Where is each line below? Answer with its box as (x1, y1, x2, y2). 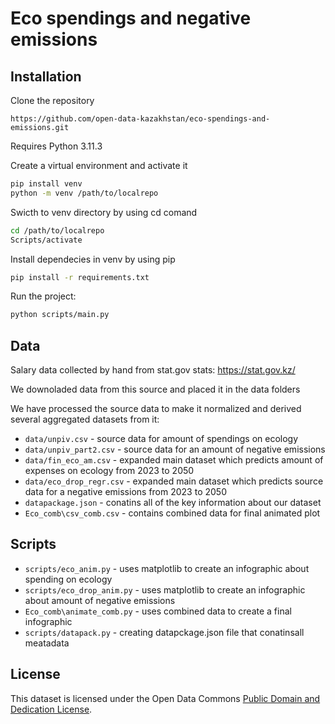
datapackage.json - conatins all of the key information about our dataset (24, 497, 322, 509)
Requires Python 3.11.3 (10, 140, 103, 152)
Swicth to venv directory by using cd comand (10, 206, 198, 218)
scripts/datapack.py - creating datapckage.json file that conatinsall (24, 626, 305, 638)
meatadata (24, 637, 70, 649)
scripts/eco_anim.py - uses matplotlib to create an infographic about (24, 562, 310, 574)
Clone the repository (10, 95, 95, 106)
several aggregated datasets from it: (10, 413, 160, 426)
